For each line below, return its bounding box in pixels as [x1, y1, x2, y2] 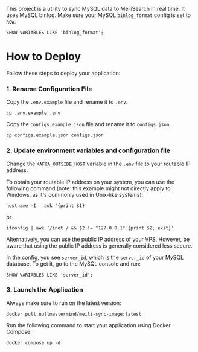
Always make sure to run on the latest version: [6, 299, 122, 307]
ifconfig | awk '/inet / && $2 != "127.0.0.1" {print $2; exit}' [6, 225, 174, 231]
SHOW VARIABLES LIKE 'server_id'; [6, 272, 94, 278]
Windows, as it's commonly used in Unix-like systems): [6, 191, 144, 198]
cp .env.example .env [6, 110, 61, 117]
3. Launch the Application [6, 286, 83, 294]
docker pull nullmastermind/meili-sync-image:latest [6, 311, 142, 317]
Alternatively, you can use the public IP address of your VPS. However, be [6, 235, 190, 243]
